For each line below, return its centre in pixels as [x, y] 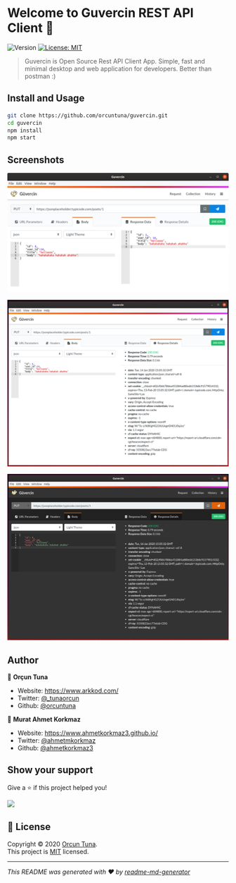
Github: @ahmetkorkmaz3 [55, 748]
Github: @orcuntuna [46, 706]
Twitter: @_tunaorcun [48, 698]
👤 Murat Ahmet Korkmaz [44, 719]
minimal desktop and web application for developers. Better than [118, 68]
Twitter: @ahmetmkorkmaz [57, 741]
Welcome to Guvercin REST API [101, 13]
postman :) [40, 76]
